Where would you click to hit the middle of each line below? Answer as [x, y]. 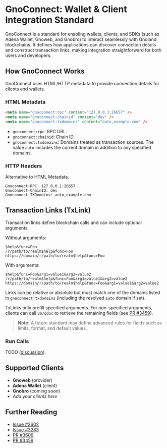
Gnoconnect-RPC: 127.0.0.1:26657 [40, 186]
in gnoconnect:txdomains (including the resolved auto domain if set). [75, 298]
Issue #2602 [26, 424]
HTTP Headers [24, 166]
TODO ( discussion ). [26, 352]
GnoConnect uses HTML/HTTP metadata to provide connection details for [82, 83]
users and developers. [29, 55]
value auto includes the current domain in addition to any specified [82, 147]
